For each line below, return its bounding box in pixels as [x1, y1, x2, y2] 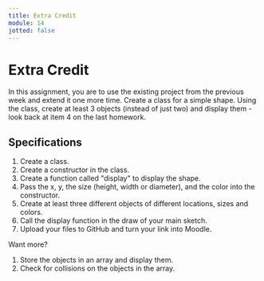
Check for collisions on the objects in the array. [19, 263, 175, 273]
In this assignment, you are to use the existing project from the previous [8, 87, 245, 96]
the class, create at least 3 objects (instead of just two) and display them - [8, 104, 253, 114]
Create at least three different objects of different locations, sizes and [19, 199, 249, 209]
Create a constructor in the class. [19, 165, 130, 175]
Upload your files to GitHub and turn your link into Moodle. [19, 224, 212, 234]
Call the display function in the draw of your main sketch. [19, 216, 207, 225]
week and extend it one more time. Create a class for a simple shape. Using [8, 96, 257, 105]
